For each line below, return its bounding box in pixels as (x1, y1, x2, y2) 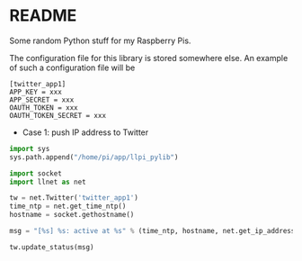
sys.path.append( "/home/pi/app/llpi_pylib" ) (9, 152, 179, 162)
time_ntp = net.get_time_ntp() (9, 202, 127, 211)
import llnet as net (9, 177, 87, 186)
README (9, 5, 77, 26)
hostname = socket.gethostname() (9, 211, 135, 220)
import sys (9, 144, 50, 153)
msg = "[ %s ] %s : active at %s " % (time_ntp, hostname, (9, 227, 219, 236)
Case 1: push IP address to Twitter (22, 127, 149, 138)
